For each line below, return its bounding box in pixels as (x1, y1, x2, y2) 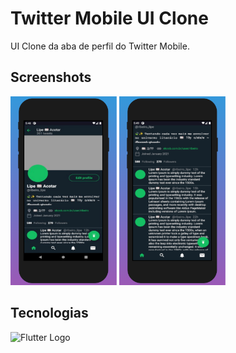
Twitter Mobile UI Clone (10, 7, 209, 30)
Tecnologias (10, 305, 89, 322)
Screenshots (10, 69, 92, 86)
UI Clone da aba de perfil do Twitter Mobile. (10, 40, 190, 52)
